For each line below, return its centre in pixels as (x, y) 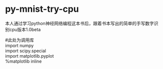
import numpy (19, 45)
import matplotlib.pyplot (29, 56)
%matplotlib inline (24, 61)
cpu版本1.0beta (25, 29)
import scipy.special (26, 51)
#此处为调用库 (20, 40)
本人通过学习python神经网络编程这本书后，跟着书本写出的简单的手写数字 (80, 23)
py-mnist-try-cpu (42, 9)
